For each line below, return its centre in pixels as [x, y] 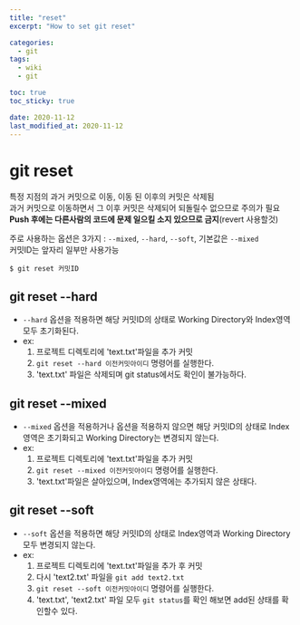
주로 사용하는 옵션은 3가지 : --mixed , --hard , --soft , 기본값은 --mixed [134, 239]
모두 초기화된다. [50, 331]
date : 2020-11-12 [42, 117]
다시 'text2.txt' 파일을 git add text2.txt [110, 577]
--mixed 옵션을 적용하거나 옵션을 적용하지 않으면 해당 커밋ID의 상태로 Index [156, 426]
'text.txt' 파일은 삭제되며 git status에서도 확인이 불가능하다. [141, 375]
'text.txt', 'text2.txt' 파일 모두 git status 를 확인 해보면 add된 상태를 [158, 600]
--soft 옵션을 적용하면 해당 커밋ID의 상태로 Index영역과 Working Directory [156, 533]
